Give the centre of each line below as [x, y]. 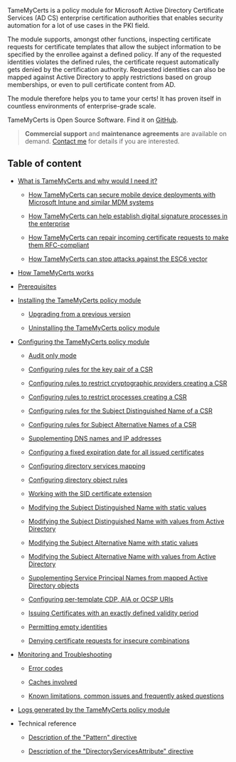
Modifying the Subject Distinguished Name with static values [117, 507]
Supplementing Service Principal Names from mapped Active [118, 577]
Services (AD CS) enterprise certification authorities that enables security [115, 18]
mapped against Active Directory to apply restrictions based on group [109, 77]
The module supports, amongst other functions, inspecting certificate [109, 39]
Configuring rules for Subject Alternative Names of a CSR [112, 424]
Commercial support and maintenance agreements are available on [126, 134]
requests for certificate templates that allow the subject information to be [114, 47]
